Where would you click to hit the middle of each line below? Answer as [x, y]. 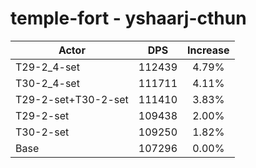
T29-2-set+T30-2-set [72, 99]
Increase [208, 50]
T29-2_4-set [47, 67]
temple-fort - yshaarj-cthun [128, 18]
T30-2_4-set [47, 83]
